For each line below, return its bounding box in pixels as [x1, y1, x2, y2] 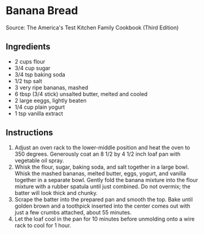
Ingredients [5, 42, 51, 52]
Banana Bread [5, 4, 78, 18]
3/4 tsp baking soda [14, 71, 65, 78]
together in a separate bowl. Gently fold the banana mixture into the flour [14, 176, 199, 183]
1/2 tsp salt [14, 77, 42, 84]
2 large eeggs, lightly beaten [14, 97, 87, 104]
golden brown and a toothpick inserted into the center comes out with [14, 202, 191, 210]
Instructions [5, 128, 53, 138]
